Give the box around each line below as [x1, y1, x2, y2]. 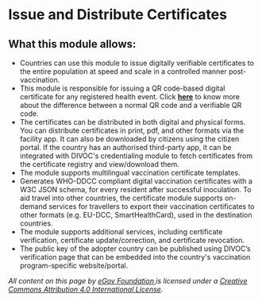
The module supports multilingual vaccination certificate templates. [19, 168, 241, 177]
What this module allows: [8, 37, 137, 51]
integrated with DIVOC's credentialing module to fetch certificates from [19, 151, 253, 160]
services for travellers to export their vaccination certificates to [48, 202, 255, 211]
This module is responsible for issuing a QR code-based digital [19, 83, 225, 93]
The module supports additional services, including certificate [19, 227, 223, 236]
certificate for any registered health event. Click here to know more [19, 92, 241, 101]
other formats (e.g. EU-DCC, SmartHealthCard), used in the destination [19, 210, 252, 219]
